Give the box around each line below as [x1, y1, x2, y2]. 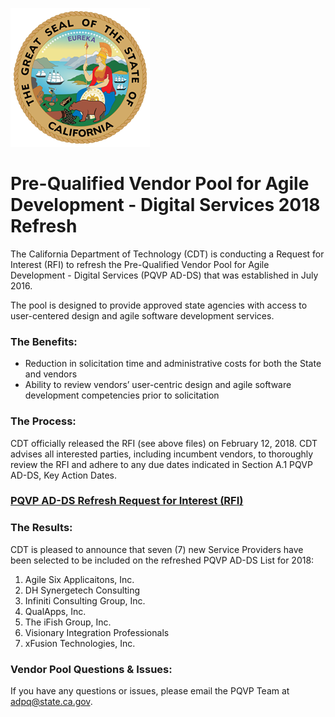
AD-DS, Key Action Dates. [10, 469, 118, 481]
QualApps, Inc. [24, 605, 87, 617]
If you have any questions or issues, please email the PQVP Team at [10, 685, 290, 697]
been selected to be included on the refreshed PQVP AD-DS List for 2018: [10, 554, 315, 566]
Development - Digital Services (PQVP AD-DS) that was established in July [10, 269, 319, 281]
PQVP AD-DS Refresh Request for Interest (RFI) [10, 494, 244, 508]
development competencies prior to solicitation [24, 389, 220, 402]
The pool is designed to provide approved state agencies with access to [10, 299, 308, 311]
